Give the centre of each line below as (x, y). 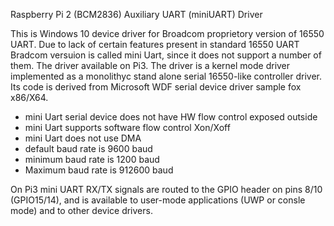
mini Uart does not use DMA (83, 138)
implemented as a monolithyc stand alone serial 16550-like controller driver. (166, 76)
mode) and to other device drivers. (81, 210)
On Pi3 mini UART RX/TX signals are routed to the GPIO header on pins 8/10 (166, 189)
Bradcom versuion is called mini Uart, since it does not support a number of (166, 55)
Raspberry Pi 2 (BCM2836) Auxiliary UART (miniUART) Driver (136, 14)
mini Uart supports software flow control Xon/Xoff (127, 127)
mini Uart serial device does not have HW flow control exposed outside (171, 117)
